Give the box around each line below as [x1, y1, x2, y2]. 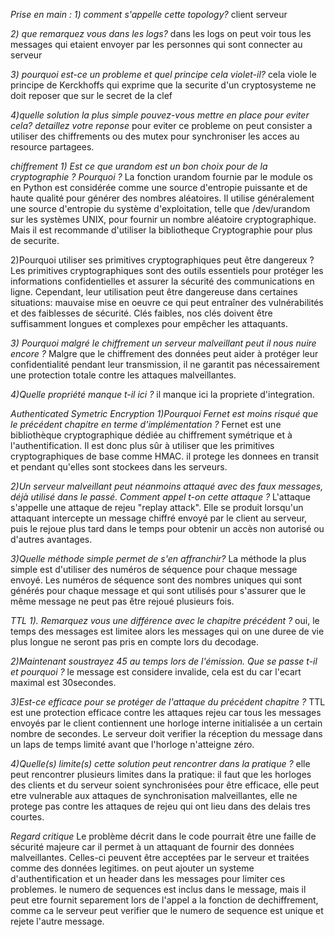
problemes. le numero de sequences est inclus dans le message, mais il [10, 884, 307, 895]
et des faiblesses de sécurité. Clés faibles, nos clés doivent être [10, 307, 273, 319]
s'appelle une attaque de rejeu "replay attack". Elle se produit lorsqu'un [10, 502, 304, 513]
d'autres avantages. [10, 534, 93, 545]
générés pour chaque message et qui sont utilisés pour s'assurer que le [10, 585, 307, 596]
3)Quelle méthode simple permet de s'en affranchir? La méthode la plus [10, 553, 307, 564]
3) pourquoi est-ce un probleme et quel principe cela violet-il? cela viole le [10, 69, 317, 80]
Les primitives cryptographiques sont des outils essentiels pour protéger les [10, 265, 324, 276]
